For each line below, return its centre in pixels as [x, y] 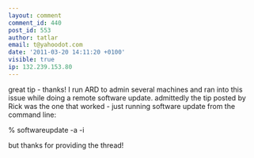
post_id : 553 [30, 30]
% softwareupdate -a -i [46, 130]
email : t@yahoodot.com [45, 45]
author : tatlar [33, 38]
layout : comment [35, 15]
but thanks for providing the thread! [66, 145]
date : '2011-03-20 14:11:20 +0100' [67, 52]
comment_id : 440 [35, 23]
